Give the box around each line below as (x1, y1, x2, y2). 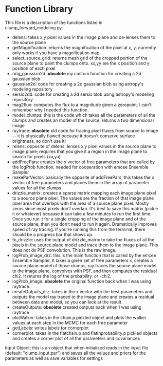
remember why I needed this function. (12, 107, 89, 113)
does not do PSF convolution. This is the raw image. (12, 247, 117, 253)
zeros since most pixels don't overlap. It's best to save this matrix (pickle (12, 205, 158, 211)
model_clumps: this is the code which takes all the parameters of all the (12, 112, 156, 118)
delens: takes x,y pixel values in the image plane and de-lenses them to (12, 34, 156, 40)
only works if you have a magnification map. (12, 50, 101, 56)
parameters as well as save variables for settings (5, 355, 103, 361)
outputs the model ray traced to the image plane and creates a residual (12, 294, 155, 300)
